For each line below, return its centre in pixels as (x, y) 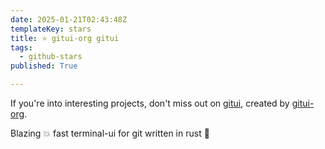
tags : (21, 47)
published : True (44, 66)
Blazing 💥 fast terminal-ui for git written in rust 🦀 (110, 133)
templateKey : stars (51, 29)
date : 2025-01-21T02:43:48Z (69, 19)
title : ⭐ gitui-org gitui (65, 38)
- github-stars (51, 57)
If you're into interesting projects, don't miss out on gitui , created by (150, 103)
